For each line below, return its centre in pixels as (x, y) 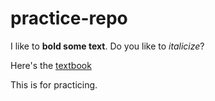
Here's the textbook (51, 65)
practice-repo (69, 18)
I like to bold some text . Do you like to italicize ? (107, 46)
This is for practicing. (54, 84)
